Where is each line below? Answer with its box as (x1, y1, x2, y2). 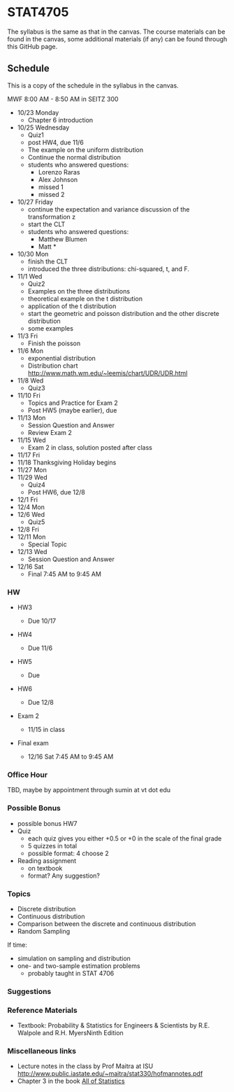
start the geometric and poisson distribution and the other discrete (27, 309, 220, 317)
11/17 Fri (17, 450, 41, 459)
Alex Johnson (38, 175, 78, 184)
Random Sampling (17, 927, 71, 935)
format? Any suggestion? (27, 871, 100, 880)
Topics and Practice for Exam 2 (27, 399, 119, 407)
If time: (7, 940, 28, 949)
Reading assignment (17, 856, 77, 865)
